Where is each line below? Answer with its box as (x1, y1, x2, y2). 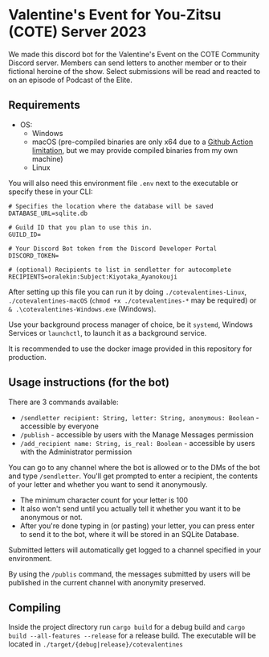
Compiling (8, 601, 62, 614)
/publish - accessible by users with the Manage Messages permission (19, 429, 255, 440)
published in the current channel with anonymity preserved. (8, 577, 206, 587)
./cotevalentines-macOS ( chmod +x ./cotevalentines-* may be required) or (8, 295, 257, 305)
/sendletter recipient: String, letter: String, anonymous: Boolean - (19, 412, 259, 422)
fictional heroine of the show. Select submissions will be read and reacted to (8, 66, 261, 76)
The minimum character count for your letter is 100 (19, 495, 189, 505)
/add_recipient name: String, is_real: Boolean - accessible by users (19, 438, 255, 448)
